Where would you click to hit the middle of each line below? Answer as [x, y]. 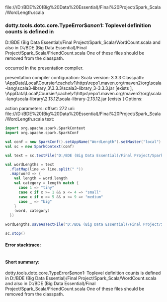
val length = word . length [41, 178]
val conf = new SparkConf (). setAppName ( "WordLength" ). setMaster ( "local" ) [83, 142]
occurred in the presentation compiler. [44, 68]
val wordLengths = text [30, 164]
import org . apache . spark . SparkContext [45, 128]
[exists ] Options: [125, 99]
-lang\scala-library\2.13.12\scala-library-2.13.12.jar [56, 99]
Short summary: [22, 262]
